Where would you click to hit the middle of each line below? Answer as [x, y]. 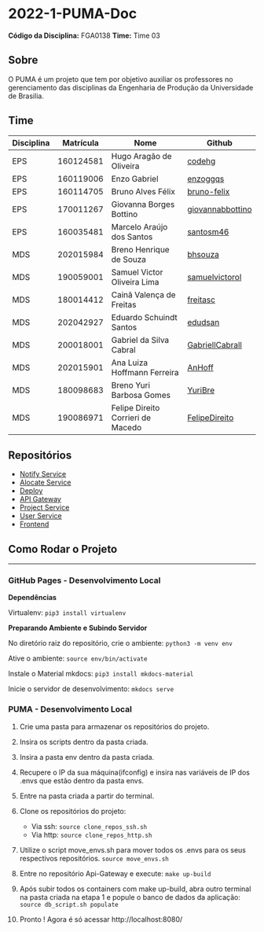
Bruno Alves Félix [143, 191]
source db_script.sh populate [69, 904]
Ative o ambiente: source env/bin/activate [78, 658]
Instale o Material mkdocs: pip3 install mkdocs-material [101, 674]
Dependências [33, 598]
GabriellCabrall [214, 344]
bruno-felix [209, 191]
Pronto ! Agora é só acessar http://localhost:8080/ [101, 919]
